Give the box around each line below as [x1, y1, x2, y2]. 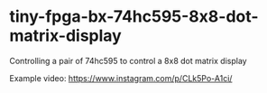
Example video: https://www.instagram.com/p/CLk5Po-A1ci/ [9, 72, 233, 83]
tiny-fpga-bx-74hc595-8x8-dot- [9, 6, 259, 27]
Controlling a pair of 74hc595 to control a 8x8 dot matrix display [9, 55, 247, 66]
